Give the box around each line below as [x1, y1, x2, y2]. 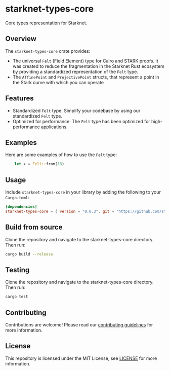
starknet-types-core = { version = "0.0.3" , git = [5, 209, 114, 214]
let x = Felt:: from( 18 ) [14, 162, 65, 167]
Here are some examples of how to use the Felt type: [5, 152, 117, 158]
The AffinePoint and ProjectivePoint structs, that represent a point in [12, 74, 159, 80]
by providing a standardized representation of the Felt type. [12, 68, 138, 75]
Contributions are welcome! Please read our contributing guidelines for [5, 322, 153, 327]
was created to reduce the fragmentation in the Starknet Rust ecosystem [12, 63, 164, 69]
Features [5, 94, 34, 103]
